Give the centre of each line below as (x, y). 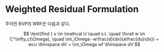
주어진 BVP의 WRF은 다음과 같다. (38, 23)
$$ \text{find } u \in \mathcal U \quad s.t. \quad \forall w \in (84, 33)
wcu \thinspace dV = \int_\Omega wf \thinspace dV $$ (84, 44)
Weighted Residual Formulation (72, 9)
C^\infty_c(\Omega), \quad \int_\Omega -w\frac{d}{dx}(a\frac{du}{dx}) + (84, 39)
